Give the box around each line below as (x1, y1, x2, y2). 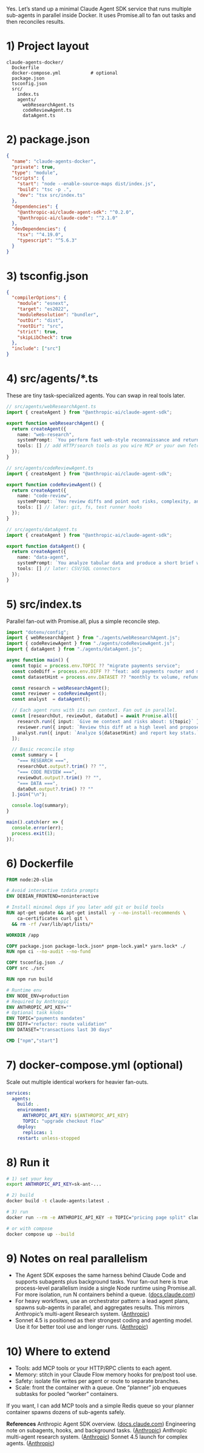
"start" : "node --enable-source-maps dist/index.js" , (17, 181, 156, 187)
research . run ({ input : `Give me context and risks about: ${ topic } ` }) (17, 718, 202, 724)
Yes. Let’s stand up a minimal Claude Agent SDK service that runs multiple (6, 5, 192, 12)
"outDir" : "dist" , (17, 317, 64, 324)
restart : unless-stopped (17, 1135, 80, 1141)
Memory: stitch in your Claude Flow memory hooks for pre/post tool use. (15, 1371, 197, 1378)
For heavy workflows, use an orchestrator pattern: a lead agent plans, (15, 1298, 190, 1305)
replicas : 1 (22, 1129, 53, 1135)
